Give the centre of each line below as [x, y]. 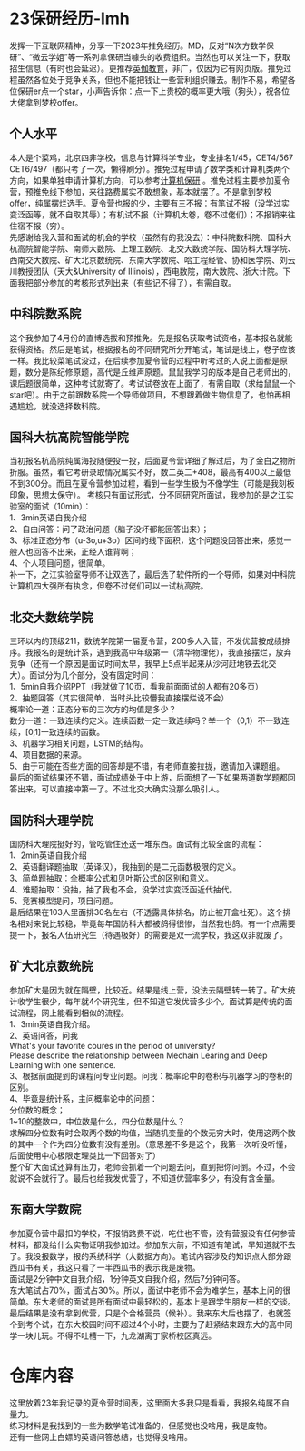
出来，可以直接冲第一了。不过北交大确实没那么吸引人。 [120, 789]
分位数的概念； [37, 1110]
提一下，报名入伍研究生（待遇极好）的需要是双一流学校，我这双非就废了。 [148, 935]
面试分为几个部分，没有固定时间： [93, 675]
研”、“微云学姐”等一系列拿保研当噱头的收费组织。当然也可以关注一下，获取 [150, 56]
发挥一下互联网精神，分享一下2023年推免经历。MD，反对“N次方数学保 [142, 45]
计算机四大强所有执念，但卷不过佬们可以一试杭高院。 [109, 586]
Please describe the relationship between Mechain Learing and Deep [138, 1055]
